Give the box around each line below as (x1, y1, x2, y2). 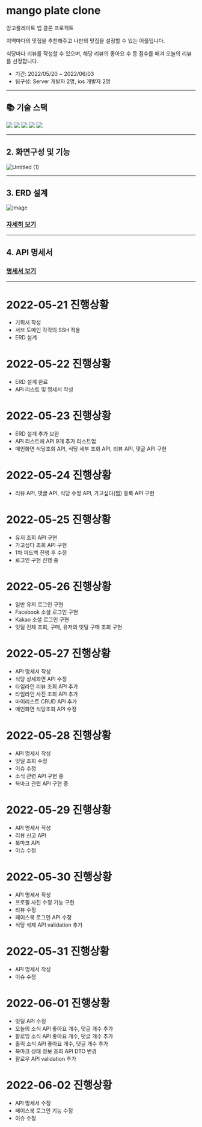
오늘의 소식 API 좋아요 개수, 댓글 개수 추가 (14, 1025, 113, 1032)
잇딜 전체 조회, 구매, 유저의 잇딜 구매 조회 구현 (14, 623, 123, 631)
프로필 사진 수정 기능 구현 (14, 898, 75, 906)
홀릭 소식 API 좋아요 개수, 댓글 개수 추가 (14, 1040, 108, 1047)
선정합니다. (12, 57, 39, 64)
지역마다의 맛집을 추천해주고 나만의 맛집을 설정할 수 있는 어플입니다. (6, 37, 165, 44)
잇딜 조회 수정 (14, 757, 47, 764)
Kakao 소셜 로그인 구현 (14, 616, 69, 623)
